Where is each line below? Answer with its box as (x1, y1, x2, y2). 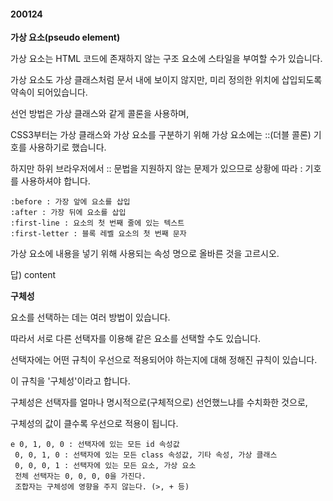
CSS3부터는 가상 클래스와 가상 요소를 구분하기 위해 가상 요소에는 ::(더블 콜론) (10, 129, 312, 141)
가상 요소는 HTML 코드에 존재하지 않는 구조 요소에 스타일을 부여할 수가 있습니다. (10, 53, 323, 65)
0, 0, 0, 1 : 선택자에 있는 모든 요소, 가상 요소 (14, 461, 197, 471)
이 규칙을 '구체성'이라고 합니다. (10, 375, 131, 387)
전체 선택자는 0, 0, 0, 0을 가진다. (14, 471, 147, 482)
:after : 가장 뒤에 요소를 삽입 (10, 208, 127, 218)
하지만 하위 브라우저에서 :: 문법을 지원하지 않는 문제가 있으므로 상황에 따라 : (10, 163, 303, 175)
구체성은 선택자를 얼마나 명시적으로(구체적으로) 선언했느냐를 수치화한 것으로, (10, 396, 308, 409)
